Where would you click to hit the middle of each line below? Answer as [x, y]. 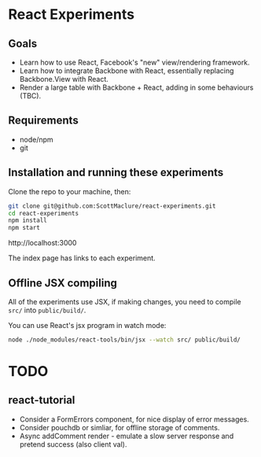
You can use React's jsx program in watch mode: [87, 325]
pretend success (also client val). [73, 444]
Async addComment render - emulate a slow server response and [127, 436]
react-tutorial [42, 400]
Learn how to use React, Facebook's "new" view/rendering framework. [134, 62]
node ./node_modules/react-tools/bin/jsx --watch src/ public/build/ [125, 340]
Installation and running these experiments [116, 173]
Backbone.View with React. [64, 79]
